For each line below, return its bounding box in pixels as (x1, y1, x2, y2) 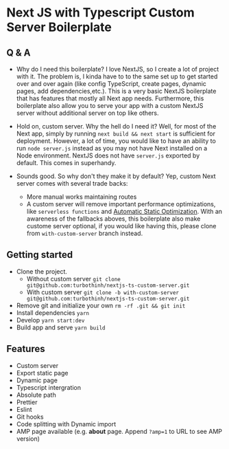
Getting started (6, 249, 73, 261)
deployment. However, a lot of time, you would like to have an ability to (16, 137, 217, 145)
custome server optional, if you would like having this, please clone (26, 222, 217, 230)
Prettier (16, 397, 38, 406)
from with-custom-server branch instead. (26, 229, 143, 237)
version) (16, 435, 40, 443)
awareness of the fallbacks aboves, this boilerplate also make (26, 215, 201, 223)
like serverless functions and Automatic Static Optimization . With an (26, 208, 223, 215)
